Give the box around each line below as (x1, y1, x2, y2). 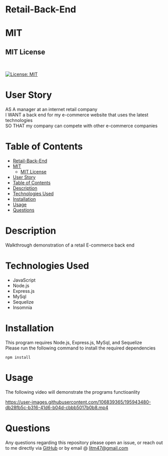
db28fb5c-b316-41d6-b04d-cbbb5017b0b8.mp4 (5, 404, 109, 410)
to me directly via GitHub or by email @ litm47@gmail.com (5, 445, 129, 451)
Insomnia (12, 304, 32, 310)
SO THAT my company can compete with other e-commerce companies (5, 122, 158, 129)
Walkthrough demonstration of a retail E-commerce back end (5, 242, 135, 248)
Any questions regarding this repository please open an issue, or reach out (5, 439, 163, 446)
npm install (5, 355, 31, 360)
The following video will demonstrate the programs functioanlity (5, 389, 140, 395)
